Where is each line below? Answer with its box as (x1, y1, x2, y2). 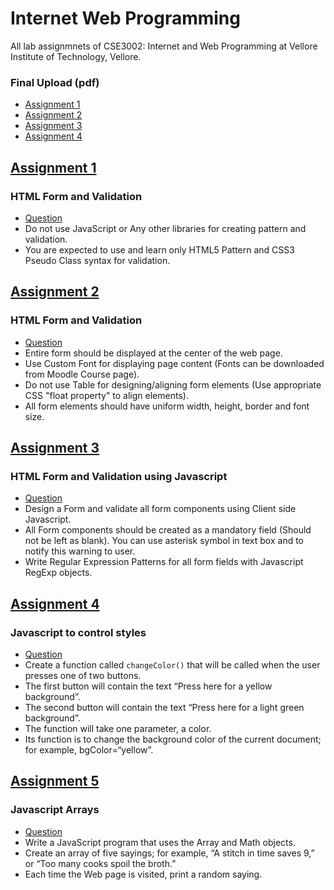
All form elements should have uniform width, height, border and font (24, 400, 310, 412)
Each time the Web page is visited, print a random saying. (24, 868, 263, 880)
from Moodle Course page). (24, 368, 140, 380)
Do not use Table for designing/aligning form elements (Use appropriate (24, 378, 322, 391)
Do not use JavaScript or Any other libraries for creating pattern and (24, 222, 307, 234)
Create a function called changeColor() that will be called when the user (24, 658, 321, 671)
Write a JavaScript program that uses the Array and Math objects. (24, 836, 296, 848)
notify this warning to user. (24, 545, 136, 557)
